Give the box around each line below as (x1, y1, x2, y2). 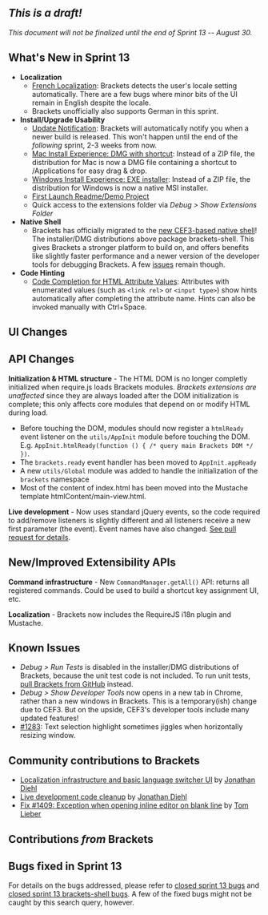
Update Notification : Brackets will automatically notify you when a (31, 123, 250, 133)
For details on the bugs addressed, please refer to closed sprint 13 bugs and (8, 881, 260, 890)
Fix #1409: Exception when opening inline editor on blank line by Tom (19, 800, 250, 810)
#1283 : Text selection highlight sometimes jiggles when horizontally (19, 722, 243, 732)
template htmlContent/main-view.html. (19, 491, 146, 501)
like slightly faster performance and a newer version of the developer (31, 251, 260, 260)
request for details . (8, 532, 70, 542)
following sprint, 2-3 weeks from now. (31, 140, 158, 150)
